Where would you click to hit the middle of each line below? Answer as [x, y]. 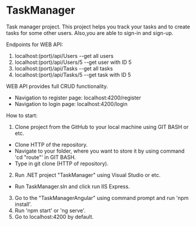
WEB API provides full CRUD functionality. [57, 86]
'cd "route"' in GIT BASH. [45, 157]
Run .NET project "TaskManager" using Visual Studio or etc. [88, 175]
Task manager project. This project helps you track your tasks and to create [98, 27]
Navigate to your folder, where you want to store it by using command [99, 151]
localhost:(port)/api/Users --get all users [64, 56]
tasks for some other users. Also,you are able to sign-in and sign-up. [90, 33]
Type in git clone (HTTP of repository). [62, 163]
